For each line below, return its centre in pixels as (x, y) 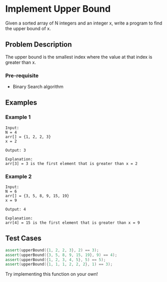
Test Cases (23, 238)
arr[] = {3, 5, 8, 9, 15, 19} (37, 196)
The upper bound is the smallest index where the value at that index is (79, 57)
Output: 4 (16, 209)
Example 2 (19, 176)
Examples (21, 103)
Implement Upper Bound (58, 9)
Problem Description (39, 45)
